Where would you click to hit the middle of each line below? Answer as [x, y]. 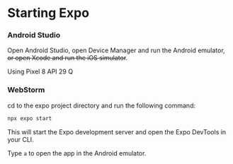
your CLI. [21, 139]
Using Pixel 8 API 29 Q [40, 71]
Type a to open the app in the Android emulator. [77, 153]
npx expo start [30, 118]
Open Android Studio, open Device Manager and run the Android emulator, [116, 50]
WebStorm [26, 90]
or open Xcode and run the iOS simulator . [68, 58]
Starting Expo [49, 13]
